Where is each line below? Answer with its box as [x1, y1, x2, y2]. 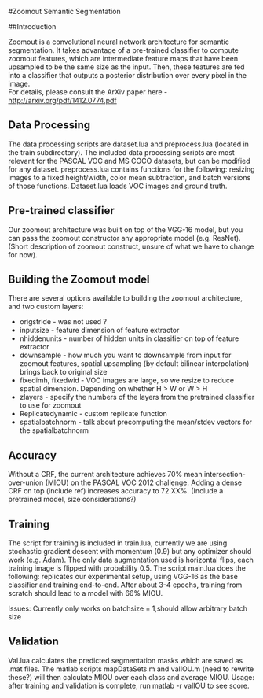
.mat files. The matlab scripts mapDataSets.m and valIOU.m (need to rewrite [8, 664, 254, 674]
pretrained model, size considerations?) [8, 495, 137, 504]
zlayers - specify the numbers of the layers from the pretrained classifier [19, 393, 255, 402]
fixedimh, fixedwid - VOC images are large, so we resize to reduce [19, 375, 234, 385]
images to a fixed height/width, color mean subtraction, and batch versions [8, 172, 251, 182]
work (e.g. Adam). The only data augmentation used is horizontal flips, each [8, 555, 254, 565]
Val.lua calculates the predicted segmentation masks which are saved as [8, 656, 243, 665]
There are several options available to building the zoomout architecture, [8, 294, 243, 303]
